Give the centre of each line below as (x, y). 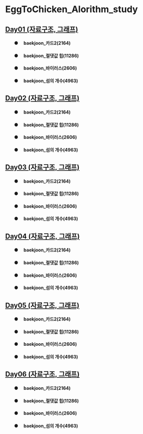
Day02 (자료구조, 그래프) (42, 98)
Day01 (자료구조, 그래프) (42, 29)
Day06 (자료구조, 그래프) (42, 374)
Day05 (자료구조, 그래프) (42, 305)
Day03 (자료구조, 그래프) (42, 168)
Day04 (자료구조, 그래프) (42, 236)
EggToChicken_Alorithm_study (71, 9)
